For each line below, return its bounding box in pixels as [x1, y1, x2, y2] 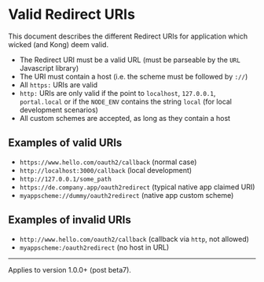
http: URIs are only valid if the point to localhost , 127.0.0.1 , [19, 88, 216, 97]
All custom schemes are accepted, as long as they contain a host [19, 113, 230, 123]
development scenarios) [19, 104, 98, 115]
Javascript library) [19, 63, 79, 72]
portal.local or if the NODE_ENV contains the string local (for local [19, 97, 233, 106]
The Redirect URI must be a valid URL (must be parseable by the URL [19, 55, 241, 64]
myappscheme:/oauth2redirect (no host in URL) [19, 242, 170, 252]
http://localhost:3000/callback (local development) [19, 165, 192, 174]
